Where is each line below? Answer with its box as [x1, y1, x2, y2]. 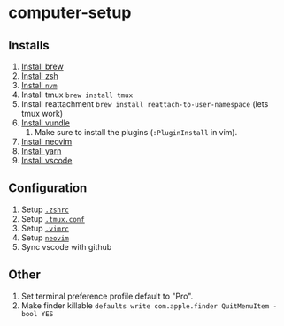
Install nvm [20, 80, 58, 90]
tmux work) [20, 109, 64, 118]
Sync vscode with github [20, 241, 112, 252]
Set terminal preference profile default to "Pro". [20, 291, 194, 301]
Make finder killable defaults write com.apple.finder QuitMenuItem [20, 299, 270, 311]
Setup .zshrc [20, 204, 70, 215]
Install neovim [20, 136, 73, 147]
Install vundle [20, 118, 70, 128]
